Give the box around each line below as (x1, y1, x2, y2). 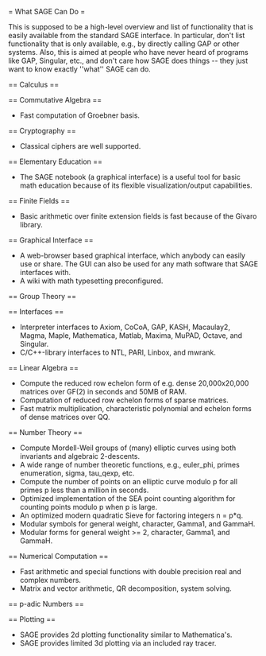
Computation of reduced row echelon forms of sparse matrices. (19, 395, 229, 405)
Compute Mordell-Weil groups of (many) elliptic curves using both (19, 443, 237, 452)
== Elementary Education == (8, 157, 103, 166)
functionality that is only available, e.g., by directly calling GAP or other (8, 39, 240, 49)
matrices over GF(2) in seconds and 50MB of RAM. (19, 387, 187, 396)
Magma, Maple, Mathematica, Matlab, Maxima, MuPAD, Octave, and (19, 331, 243, 340)
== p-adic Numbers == (8, 600, 85, 608)
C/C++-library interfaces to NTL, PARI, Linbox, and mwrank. (19, 347, 216, 357)
